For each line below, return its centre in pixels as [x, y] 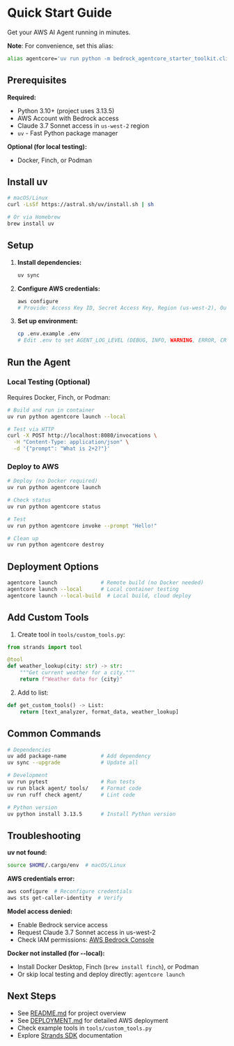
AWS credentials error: [41, 879]
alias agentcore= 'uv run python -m [59, 58]
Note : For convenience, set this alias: [60, 45]
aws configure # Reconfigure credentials [70, 892]
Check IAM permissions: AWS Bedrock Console [86, 939]
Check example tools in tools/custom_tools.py [84, 1028]
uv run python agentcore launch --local [67, 416]
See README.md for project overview [72, 1013]
